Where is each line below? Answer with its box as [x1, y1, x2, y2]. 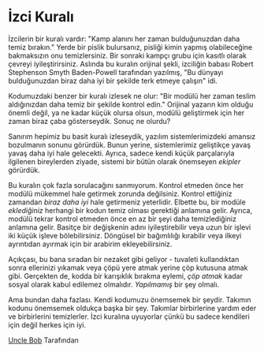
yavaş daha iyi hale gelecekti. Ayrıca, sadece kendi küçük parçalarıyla [8, 148, 235, 158]
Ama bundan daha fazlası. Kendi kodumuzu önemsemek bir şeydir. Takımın [8, 294, 251, 304]
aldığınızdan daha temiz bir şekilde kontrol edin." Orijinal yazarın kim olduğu [8, 99, 254, 109]
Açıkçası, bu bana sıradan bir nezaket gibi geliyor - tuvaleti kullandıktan [8, 254, 240, 264]
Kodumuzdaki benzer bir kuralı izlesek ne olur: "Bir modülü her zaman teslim [8, 91, 256, 100]
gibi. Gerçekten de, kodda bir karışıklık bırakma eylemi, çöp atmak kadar [8, 271, 243, 280]
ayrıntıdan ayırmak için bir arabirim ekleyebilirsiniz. [8, 239, 173, 249]
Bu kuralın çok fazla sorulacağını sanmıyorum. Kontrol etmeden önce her [8, 180, 244, 189]
